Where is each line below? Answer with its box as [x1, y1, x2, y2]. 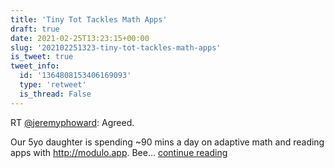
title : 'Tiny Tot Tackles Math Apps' [10, 14, 168, 25]
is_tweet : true [10, 52, 74, 62]
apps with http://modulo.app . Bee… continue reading [10, 146, 228, 158]
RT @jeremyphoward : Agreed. [10, 116, 135, 128]
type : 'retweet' [19, 80, 87, 90]
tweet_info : [10, 61, 60, 71]
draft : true [10, 24, 60, 34]
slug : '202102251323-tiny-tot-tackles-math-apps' [10, 42, 222, 53]
